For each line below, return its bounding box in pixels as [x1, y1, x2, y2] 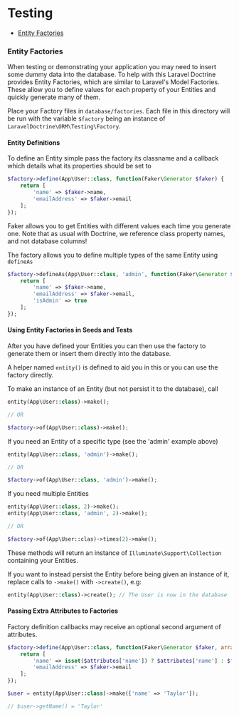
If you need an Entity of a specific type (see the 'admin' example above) [7, 437, 218, 445]
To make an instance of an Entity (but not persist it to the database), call [7, 385, 218, 393]
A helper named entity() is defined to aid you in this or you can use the [7, 363, 218, 372]
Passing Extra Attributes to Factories [7, 606, 119, 615]
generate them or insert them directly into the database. [7, 350, 171, 358]
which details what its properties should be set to [7, 162, 152, 171]
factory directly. [7, 371, 54, 380]
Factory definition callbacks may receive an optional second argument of [7, 622, 222, 631]
